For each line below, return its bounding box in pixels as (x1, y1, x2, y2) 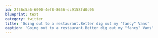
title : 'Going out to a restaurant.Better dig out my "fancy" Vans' (5, 21, 150, 26)
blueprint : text (5, 12, 39, 17)
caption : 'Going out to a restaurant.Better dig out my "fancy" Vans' (5, 26, 154, 31)
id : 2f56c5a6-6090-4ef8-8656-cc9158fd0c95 (5, 7, 94, 12)
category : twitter (5, 16, 43, 21)
